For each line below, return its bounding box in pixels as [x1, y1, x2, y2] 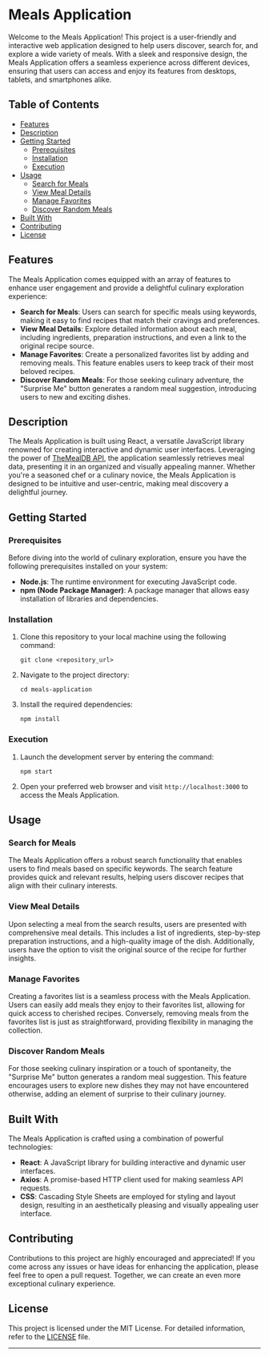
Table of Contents [8, 98, 100, 111]
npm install [19, 715, 60, 723]
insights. [8, 953, 37, 963]
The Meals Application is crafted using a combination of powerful [8, 1134, 224, 1143]
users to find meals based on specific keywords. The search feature [8, 864, 233, 874]
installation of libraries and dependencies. [19, 594, 159, 604]
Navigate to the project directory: [19, 670, 130, 680]
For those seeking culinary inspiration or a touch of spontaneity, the [8, 1064, 232, 1073]
